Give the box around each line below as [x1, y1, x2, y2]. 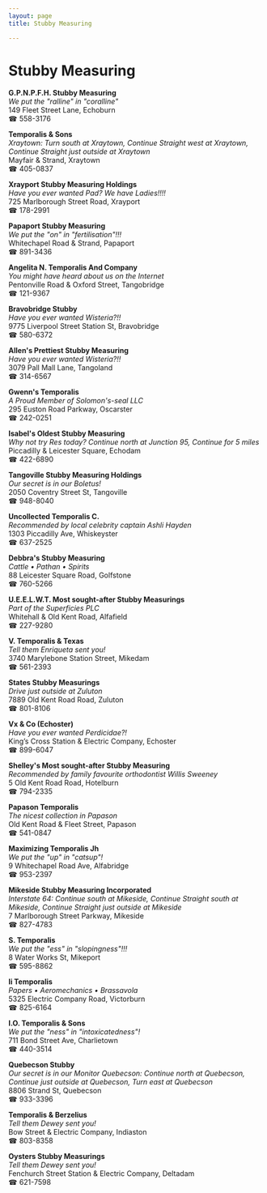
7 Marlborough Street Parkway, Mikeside [8, 911, 144, 921]
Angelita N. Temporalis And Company [8, 262, 138, 272]
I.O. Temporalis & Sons [8, 1018, 86, 1029]
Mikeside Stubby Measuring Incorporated [8, 885, 152, 895]
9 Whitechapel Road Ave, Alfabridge [8, 861, 129, 871]
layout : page [8, 11, 53, 20]
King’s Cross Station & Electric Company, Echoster [8, 736, 176, 746]
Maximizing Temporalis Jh [8, 844, 100, 854]
